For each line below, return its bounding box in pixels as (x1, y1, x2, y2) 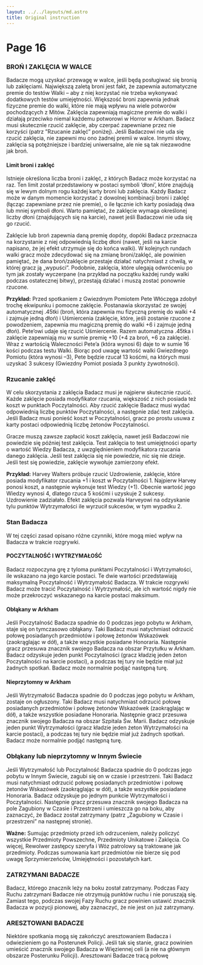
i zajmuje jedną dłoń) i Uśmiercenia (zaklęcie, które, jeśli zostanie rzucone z (6, 314, 195, 322)
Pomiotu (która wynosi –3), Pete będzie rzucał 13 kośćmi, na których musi (6, 353, 191, 361)
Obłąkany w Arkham (6, 606, 59, 613)
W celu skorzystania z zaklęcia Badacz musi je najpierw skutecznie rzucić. (6, 389, 193, 396)
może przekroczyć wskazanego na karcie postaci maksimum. (6, 591, 160, 599)
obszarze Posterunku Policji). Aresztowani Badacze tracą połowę (6, 952, 168, 960)
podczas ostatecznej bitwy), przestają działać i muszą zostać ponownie (6, 277, 186, 285)
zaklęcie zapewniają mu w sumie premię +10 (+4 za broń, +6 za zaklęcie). (6, 334, 191, 341)
